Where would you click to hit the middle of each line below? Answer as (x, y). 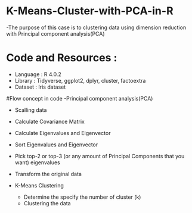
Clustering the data (47, 203)
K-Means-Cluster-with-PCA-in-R (90, 11)
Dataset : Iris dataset (40, 87)
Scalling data (31, 110)
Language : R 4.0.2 (38, 74)
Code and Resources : (62, 58)
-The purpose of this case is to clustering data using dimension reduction (96, 27)
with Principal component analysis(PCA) (56, 33)
